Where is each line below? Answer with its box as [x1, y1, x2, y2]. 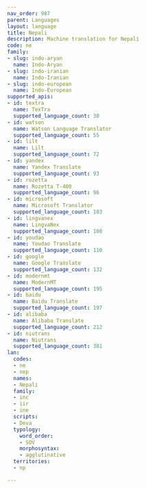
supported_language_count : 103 [13, 209, 103, 215]
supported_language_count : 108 [13, 228, 103, 235]
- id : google [7, 253, 45, 260]
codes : [13, 356, 32, 363]
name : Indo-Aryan [13, 61, 63, 68]
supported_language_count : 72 [13, 151, 99, 158]
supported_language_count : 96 [13, 189, 99, 196]
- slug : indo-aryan [7, 55, 63, 62]
